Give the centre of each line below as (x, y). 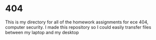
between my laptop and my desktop (42, 32)
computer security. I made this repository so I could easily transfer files (78, 27)
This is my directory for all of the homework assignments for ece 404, (77, 22)
